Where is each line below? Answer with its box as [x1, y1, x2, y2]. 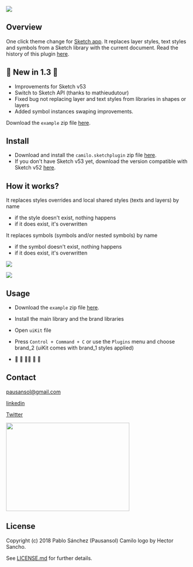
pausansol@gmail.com [6, 388, 61, 395]
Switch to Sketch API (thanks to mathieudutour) [14, 89, 129, 96]
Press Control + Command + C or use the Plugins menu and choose [14, 338, 175, 345]
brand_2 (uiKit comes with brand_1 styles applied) [14, 344, 135, 351]
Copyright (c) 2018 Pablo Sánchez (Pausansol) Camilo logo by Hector [6, 537, 174, 544]
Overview [6, 22, 43, 32]
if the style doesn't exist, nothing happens [14, 214, 116, 222]
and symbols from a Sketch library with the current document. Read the [6, 44, 178, 51]
